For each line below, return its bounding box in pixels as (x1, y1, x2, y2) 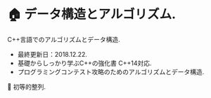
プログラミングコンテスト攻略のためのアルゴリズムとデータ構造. (17, 67, 205, 76)
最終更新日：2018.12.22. (17, 50, 88, 58)
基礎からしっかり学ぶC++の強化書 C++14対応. (17, 59, 153, 67)
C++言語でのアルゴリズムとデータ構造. (7, 35, 121, 43)
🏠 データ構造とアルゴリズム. (7, 6, 177, 22)
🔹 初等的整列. (7, 82, 46, 91)
